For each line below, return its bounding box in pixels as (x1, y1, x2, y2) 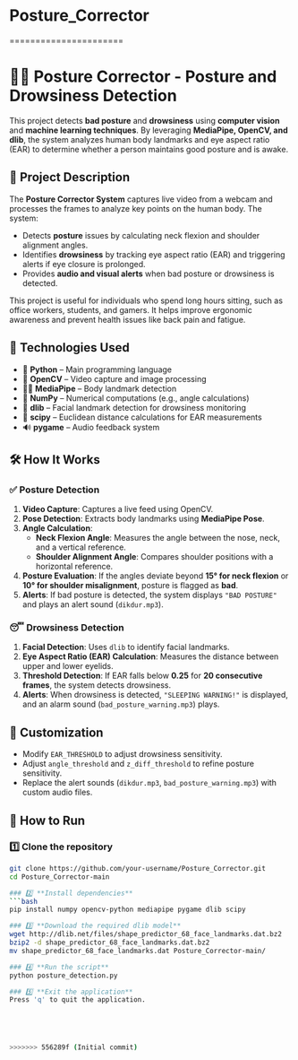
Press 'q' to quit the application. (9, 995, 146, 1004)
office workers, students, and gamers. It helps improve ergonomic (9, 304, 252, 315)
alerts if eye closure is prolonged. (21, 258, 146, 269)
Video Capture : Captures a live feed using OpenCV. (21, 504, 214, 515)
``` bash (9, 897, 38, 906)
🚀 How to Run (9, 812, 86, 828)
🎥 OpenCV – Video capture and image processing (21, 373, 207, 384)
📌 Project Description (9, 169, 131, 185)
